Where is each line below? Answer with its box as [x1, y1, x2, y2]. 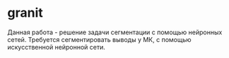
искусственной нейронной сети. [7, 43, 106, 51]
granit [7, 5, 44, 21]
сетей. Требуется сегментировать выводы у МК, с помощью [7, 35, 192, 43]
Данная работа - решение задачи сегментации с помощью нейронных [7, 28, 223, 36]
